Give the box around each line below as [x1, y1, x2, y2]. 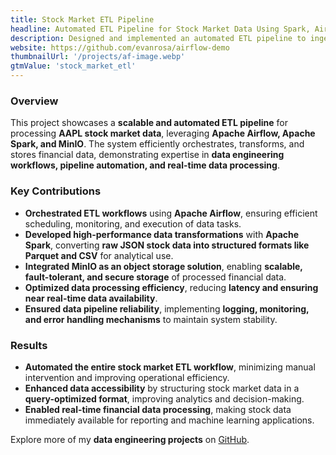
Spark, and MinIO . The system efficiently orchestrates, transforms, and [10, 138, 305, 150]
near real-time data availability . [24, 292, 158, 304]
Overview [10, 94, 59, 108]
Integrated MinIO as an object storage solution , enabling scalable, [24, 260, 303, 272]
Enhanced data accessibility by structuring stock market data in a [24, 382, 300, 394]
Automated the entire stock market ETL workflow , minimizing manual [24, 361, 316, 373]
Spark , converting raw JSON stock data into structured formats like [24, 239, 310, 251]
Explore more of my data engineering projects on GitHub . [10, 433, 250, 445]
